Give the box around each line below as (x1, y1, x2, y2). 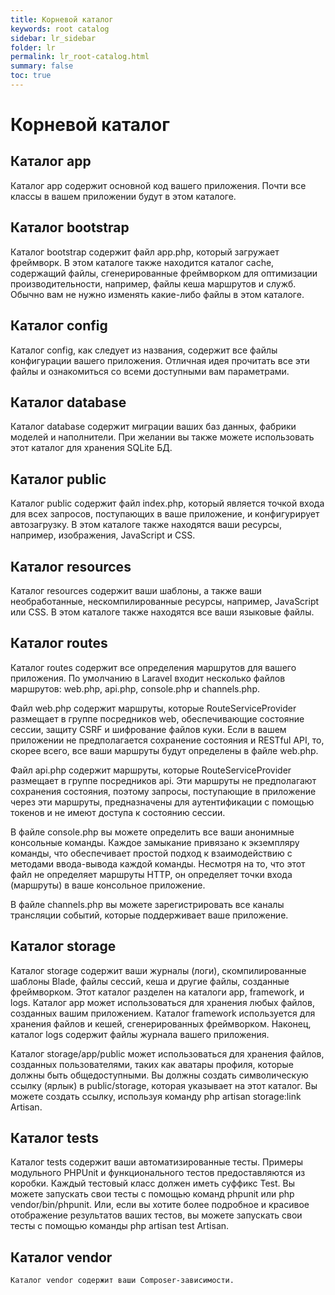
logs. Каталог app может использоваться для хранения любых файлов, (10, 996, 315, 1008)
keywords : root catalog (10, 24, 110, 34)
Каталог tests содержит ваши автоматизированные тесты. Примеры (10, 1156, 304, 1168)
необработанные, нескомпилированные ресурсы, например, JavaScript (10, 595, 320, 607)
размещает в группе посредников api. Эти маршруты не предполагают (10, 774, 317, 786)
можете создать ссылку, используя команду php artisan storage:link (10, 1090, 302, 1102)
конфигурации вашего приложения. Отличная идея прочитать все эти (10, 354, 310, 366)
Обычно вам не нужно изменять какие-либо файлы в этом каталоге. (10, 288, 305, 300)
